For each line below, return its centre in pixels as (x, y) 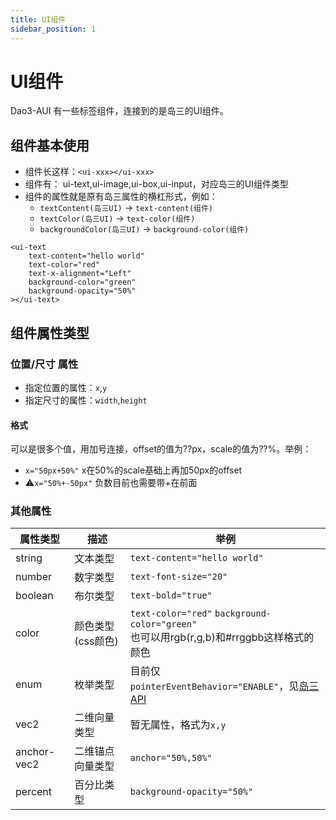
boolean (34, 596)
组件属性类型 (50, 332)
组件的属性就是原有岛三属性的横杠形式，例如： (121, 197)
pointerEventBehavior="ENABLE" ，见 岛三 (224, 686)
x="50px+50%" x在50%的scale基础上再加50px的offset (133, 470)
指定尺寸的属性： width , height (86, 400)
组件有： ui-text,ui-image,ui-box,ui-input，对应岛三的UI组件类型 (156, 184)
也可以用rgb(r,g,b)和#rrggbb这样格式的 (222, 638)
